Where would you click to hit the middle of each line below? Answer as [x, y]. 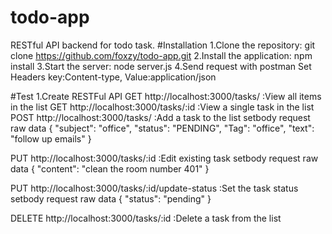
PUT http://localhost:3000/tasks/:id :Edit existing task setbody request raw [164, 158]
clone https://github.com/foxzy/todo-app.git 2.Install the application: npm [161, 55]
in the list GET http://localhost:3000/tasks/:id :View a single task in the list [162, 107]
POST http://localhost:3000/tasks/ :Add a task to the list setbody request [160, 117]
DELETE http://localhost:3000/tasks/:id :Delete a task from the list [146, 218]
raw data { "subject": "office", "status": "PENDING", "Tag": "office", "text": [162, 128]
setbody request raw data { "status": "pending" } [111, 198]
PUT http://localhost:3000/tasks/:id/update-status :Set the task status [154, 188]
